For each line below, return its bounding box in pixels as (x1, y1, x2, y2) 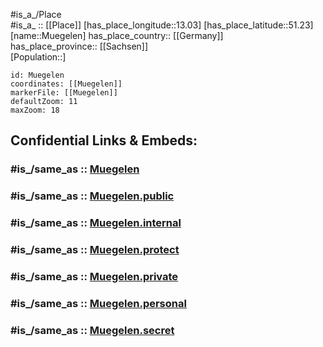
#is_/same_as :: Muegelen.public (10, 189, 175, 203)
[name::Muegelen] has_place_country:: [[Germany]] (10, 30, 224, 41)
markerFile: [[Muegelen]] (10, 88, 118, 98)
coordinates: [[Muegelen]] (10, 79, 123, 89)
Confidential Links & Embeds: (10, 132, 198, 149)
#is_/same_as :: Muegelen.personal (10, 296, 187, 310)
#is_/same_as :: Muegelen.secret (10, 323, 175, 337)
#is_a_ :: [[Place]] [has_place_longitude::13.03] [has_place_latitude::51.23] (10, 19, 314, 31)
